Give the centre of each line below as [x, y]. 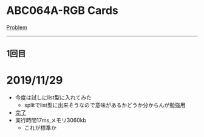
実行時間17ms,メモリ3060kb [51, 120]
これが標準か [40, 128]
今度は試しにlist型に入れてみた [53, 98]
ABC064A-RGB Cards [62, 11]
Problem [17, 27]
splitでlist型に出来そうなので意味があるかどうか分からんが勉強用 [105, 105]
